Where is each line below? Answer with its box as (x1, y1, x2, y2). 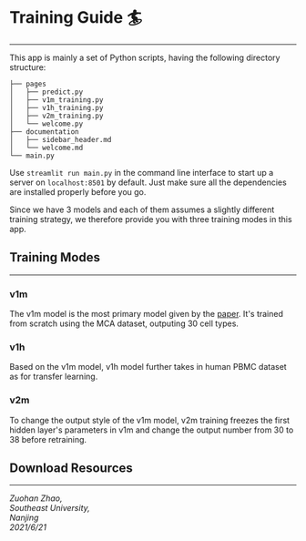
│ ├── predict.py (9, 87, 84, 97)
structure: (9, 61, 46, 73)
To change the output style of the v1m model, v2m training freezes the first (9, 414, 290, 425)
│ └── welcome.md (9, 143, 84, 152)
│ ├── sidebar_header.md (9, 135, 112, 144)
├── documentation (9, 127, 79, 137)
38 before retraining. (9, 434, 87, 444)
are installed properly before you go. (9, 186, 147, 197)
